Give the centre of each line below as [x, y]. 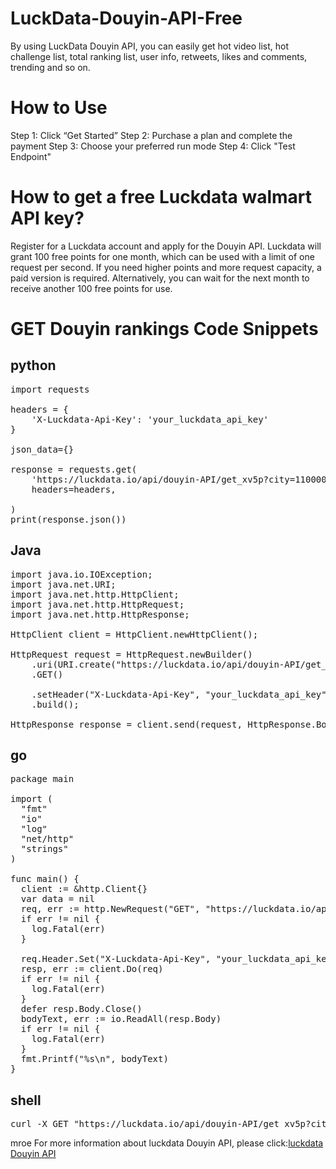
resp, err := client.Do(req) [92, 969]
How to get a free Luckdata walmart [161, 197]
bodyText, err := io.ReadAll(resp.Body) [121, 1019]
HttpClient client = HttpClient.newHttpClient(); [134, 634]
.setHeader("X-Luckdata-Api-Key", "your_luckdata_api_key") [182, 694]
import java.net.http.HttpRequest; [97, 604]
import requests [50, 389]
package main [42, 779]
